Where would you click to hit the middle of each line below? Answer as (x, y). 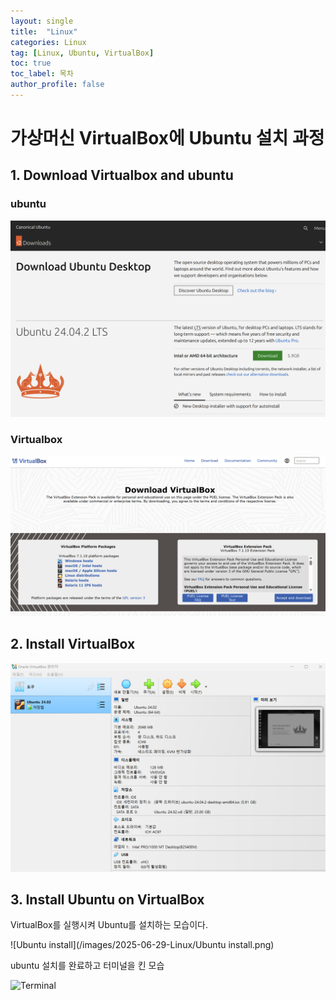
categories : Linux (48, 42)
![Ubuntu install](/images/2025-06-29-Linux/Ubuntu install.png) (142, 945)
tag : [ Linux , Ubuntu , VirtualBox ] (82, 53)
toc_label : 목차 (42, 74)
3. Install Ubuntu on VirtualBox (107, 899)
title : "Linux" (44, 31)
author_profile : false (57, 85)
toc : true (31, 63)
